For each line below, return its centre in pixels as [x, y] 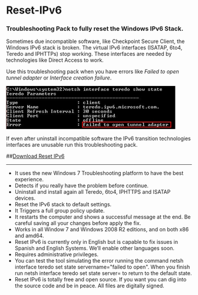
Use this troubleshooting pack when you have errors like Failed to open [93, 72]
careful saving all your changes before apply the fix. [78, 223]
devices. [25, 198]
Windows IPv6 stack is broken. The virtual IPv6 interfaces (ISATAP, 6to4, [94, 48]
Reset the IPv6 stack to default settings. [63, 204]
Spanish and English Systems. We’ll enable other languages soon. [95, 248]
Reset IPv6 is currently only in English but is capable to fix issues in [96, 242]
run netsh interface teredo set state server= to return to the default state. [103, 273]
